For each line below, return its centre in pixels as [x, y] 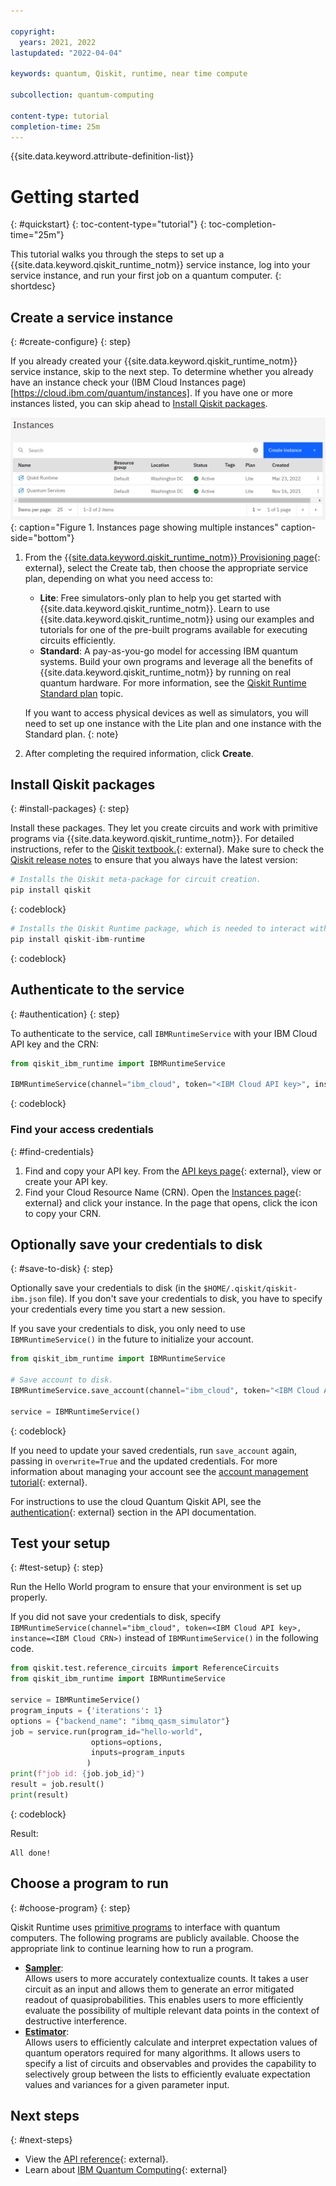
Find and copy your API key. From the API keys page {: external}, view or [173, 1171]
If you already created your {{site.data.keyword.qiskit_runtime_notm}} [154, 361]
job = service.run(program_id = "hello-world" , [106, 1731]
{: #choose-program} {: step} [71, 1907]
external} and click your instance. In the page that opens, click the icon [171, 1202]
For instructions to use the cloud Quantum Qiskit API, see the [136, 1501]
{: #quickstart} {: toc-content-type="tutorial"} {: [108, 224]
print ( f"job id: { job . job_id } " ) [77, 1774]
